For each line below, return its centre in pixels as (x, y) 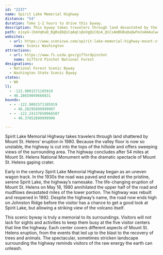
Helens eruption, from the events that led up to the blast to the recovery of (79, 233)
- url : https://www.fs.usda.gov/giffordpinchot (58, 55)
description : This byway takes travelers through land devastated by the (81, 28)
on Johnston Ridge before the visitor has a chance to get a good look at (77, 202)
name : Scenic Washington (39, 46)
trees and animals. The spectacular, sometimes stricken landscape (72, 238)
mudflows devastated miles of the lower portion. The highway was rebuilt (78, 192)
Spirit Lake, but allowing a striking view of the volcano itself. (65, 208)
